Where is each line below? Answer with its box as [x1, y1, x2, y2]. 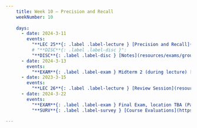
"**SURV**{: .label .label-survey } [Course [31, 107, 143, 113]
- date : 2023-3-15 [21, 74, 66, 80]
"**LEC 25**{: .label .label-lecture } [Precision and [31, 42, 169, 48]
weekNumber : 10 [16, 14, 54, 20]
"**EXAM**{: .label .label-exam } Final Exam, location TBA [31, 101, 182, 108]
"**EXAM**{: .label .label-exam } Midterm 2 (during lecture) [31, 69, 188, 75]
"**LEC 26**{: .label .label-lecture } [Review [31, 86, 151, 91]
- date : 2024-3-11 [21, 31, 66, 37]
